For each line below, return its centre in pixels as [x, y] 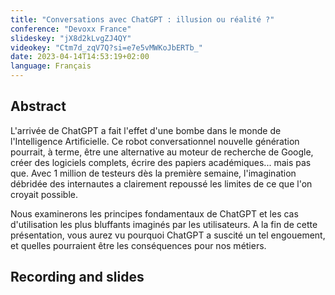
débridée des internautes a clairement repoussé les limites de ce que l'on [161, 183]
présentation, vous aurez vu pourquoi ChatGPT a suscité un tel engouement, [168, 235]
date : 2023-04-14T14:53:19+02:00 [80, 57]
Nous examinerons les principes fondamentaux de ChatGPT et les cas [154, 213]
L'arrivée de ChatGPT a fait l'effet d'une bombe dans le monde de [146, 130]
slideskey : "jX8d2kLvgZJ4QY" [71, 38]
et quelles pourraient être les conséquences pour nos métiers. [138, 245]
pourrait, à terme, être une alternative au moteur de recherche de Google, [162, 152]
